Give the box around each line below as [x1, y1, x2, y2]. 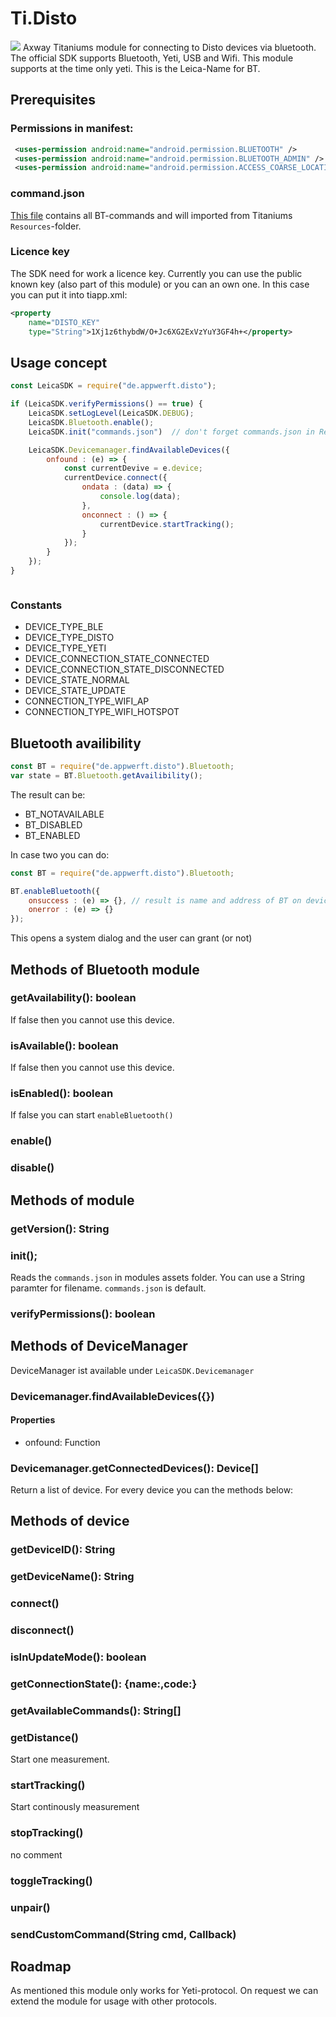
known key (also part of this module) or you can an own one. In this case [10, 278, 310, 290]
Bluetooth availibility [10, 735, 142, 752]
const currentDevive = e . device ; [63, 463, 203, 474]
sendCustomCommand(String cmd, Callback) [10, 1927, 237, 1941]
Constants [10, 598, 63, 612]
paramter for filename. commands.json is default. [10, 1282, 207, 1294]
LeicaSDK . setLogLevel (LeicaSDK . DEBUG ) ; [28, 408, 195, 419]
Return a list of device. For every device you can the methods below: [10, 1484, 294, 1496]
